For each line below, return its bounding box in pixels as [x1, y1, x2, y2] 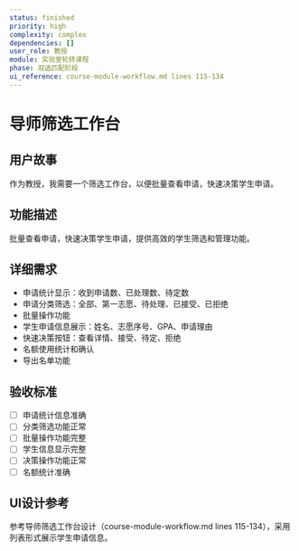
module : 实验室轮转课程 [9, 55, 89, 64]
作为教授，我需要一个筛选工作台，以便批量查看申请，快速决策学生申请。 [9, 178, 278, 189]
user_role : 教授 [9, 47, 68, 56]
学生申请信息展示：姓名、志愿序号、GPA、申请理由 [22, 322, 213, 332]
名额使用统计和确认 [22, 344, 95, 355]
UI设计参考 [9, 495, 70, 510]
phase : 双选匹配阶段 [9, 64, 79, 73]
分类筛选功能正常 [22, 421, 87, 432]
